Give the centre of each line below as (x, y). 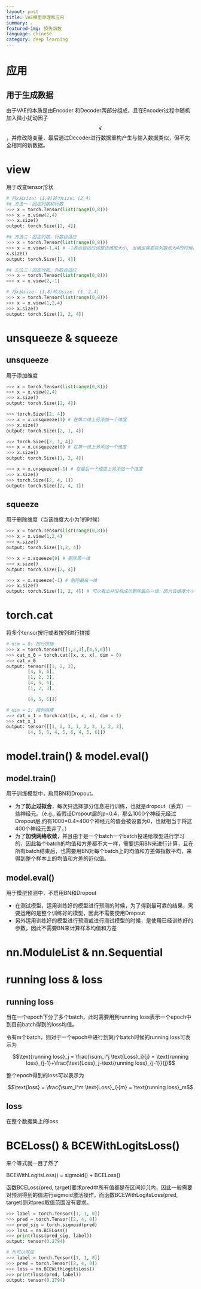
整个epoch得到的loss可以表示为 (45, 1075)
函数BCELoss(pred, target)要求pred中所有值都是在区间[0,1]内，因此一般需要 (99, 1187)
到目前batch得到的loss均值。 (42, 1025)
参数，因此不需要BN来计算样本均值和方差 (66, 928)
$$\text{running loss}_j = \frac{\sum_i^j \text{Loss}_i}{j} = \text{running (100, 1057)
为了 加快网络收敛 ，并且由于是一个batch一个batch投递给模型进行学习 (100, 836)
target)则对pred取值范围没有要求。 (49, 1202)
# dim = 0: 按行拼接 (30, 644)
